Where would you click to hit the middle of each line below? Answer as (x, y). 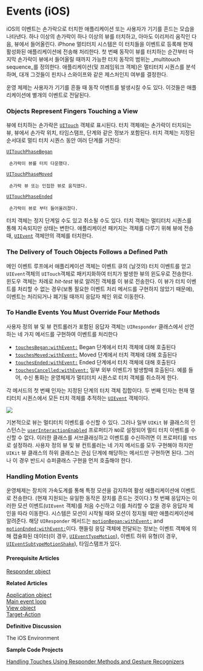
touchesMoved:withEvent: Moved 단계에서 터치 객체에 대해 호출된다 (96, 355)
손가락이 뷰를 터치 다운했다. (39, 164)
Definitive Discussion (34, 626)
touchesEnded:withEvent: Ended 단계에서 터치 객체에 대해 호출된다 (95, 362)
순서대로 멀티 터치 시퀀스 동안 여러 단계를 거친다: (64, 141)
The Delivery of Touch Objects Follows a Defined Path (87, 252)
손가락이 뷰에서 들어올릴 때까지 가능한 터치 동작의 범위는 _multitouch (99, 59)
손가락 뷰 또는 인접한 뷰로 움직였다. (48, 186)
